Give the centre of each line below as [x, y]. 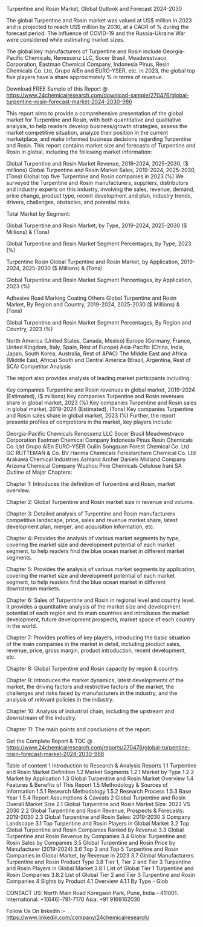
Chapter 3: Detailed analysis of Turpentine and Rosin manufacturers [91, 514]
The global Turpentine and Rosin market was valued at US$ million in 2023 [99, 20]
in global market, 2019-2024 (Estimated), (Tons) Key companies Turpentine [100, 409]
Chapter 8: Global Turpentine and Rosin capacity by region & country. [93, 668]
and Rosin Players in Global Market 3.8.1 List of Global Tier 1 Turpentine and [100, 868]
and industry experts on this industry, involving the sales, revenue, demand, [101, 189]
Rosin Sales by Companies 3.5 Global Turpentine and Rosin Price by [91, 843]
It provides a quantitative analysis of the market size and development [93, 606]
